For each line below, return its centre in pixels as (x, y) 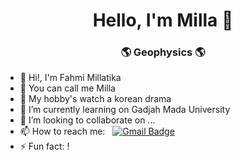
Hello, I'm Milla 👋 (163, 20)
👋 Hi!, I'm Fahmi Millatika (70, 78)
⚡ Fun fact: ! (44, 146)
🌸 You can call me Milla (67, 88)
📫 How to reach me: (62, 131)
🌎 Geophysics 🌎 (163, 52)
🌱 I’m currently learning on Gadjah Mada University (125, 110)
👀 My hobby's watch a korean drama (95, 99)
